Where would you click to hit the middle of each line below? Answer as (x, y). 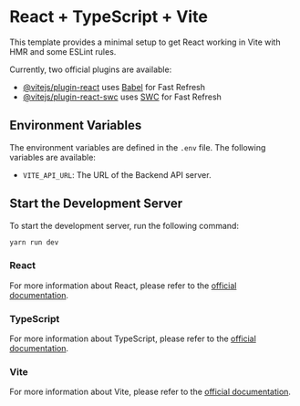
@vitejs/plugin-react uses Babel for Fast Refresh (114, 87)
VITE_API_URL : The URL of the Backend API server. (117, 174)
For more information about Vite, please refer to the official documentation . (150, 392)
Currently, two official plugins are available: (91, 69)
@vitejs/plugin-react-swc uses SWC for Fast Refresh (122, 97)
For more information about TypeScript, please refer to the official (133, 338)
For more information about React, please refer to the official (123, 286)
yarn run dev (34, 242)
